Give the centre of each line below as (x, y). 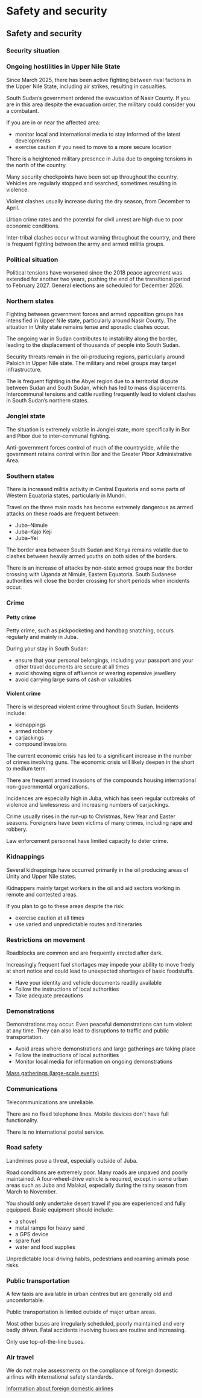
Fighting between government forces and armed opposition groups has (95, 314)
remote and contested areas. (42, 894)
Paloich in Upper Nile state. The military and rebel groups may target (91, 363)
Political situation (32, 259)
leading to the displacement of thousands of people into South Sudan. (93, 345)
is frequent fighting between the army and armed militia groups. (85, 244)
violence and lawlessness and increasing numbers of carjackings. (88, 805)
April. (13, 208)
